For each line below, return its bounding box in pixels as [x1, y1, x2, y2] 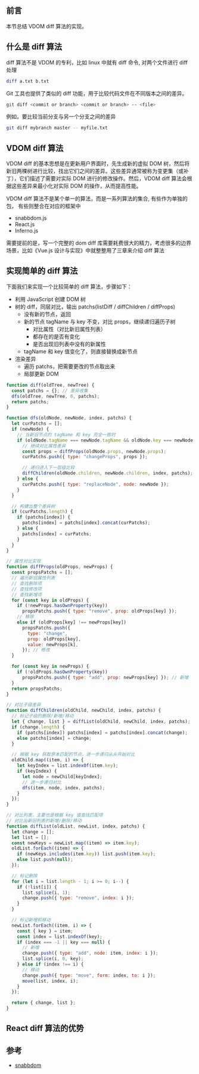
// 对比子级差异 [6, 702, 41, 708]
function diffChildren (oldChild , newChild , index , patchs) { [6, 708, 161, 714]
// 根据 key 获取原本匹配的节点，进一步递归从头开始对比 [11, 751, 135, 758]
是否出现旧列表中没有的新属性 [32, 340, 106, 347]
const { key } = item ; [17, 928, 73, 934]
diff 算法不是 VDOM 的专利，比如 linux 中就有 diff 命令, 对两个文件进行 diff [6, 58, 188, 66]
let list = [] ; [11, 834, 49, 840]
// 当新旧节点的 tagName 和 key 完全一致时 [17, 431, 116, 437]
